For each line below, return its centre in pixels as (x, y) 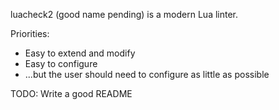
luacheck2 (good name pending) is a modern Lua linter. (124, 14)
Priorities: (30, 33)
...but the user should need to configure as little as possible (147, 74)
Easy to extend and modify (80, 53)
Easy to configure (61, 63)
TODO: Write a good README (71, 93)
